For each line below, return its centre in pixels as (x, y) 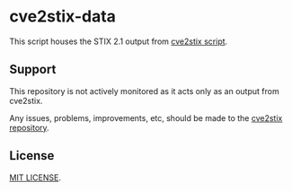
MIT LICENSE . (35, 178)
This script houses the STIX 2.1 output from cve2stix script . (119, 41)
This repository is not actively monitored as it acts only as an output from (145, 91)
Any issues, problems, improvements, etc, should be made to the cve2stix (146, 117)
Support (33, 69)
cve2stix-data (63, 17)
